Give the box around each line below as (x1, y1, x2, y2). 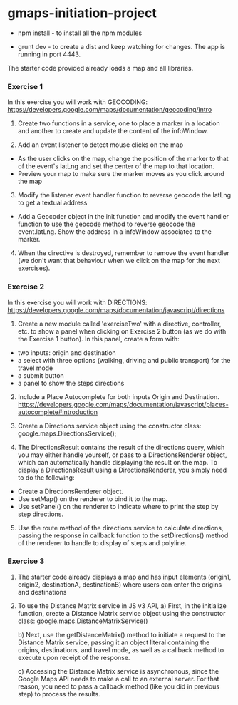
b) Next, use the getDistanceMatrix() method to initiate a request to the (17, 630, 226, 639)
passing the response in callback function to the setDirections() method (17, 531, 229, 540)
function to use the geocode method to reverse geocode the (17, 220, 196, 229)
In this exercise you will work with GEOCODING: (7, 98, 148, 106)
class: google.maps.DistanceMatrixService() (17, 617, 148, 625)
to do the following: (17, 473, 75, 482)
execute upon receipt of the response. (17, 653, 130, 662)
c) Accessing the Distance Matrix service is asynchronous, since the (17, 667, 219, 675)
